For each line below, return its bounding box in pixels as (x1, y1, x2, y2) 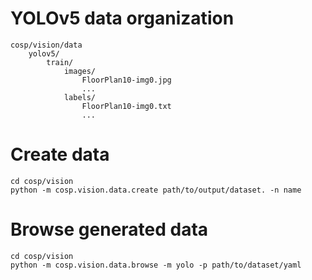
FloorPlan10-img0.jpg (81, 75, 172, 85)
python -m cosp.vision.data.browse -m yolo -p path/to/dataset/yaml (10, 260, 302, 270)
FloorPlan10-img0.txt (81, 101, 172, 111)
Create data (10, 143, 110, 166)
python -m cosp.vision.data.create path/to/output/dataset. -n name (10, 185, 302, 195)
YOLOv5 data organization (10, 7, 235, 30)
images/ (63, 66, 97, 76)
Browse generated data (10, 218, 209, 241)
